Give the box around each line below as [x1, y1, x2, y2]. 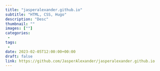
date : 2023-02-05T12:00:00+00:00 [5, 49, 76, 54]
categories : [5, 30, 30, 35]
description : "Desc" [5, 16, 49, 21]
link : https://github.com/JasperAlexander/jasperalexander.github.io [5, 58, 155, 63]
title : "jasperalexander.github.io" [5, 7, 83, 12]
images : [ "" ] [5, 26, 33, 31]
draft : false [5, 53, 33, 59]
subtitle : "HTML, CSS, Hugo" [5, 12, 67, 17]
